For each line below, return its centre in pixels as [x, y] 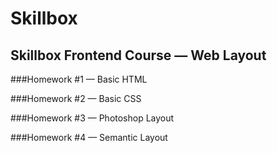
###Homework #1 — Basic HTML [79, 79]
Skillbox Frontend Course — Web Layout [138, 55]
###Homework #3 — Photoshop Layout [92, 118]
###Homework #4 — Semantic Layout [89, 137]
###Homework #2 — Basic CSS [76, 98]
